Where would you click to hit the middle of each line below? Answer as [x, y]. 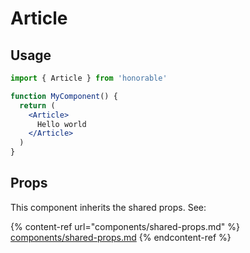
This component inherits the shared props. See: [108, 207]
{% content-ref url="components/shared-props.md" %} [125, 226]
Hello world [61, 124]
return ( [37, 105]
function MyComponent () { [64, 96]
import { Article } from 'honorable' [89, 78]
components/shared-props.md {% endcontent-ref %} [121, 237]
